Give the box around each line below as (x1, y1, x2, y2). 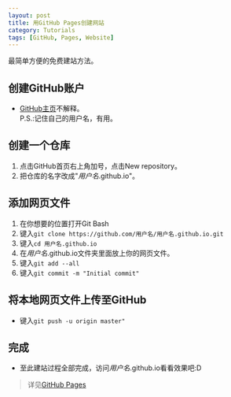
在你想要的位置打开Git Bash (19, 218, 109, 228)
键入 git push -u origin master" (19, 316, 126, 325)
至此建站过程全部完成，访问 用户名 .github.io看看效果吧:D (19, 363, 202, 373)
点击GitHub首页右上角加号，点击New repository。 (19, 161, 182, 170)
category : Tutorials (8, 26, 76, 34)
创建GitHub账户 (8, 81, 85, 95)
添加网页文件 (8, 196, 71, 210)
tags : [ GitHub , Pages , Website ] (8, 33, 114, 42)
